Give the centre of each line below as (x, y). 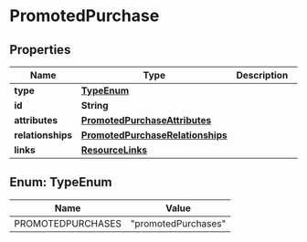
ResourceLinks (114, 150)
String (95, 105)
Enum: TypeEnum (61, 182)
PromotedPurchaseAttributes (146, 120)
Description (262, 75)
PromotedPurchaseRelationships (154, 135)
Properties (40, 50)
